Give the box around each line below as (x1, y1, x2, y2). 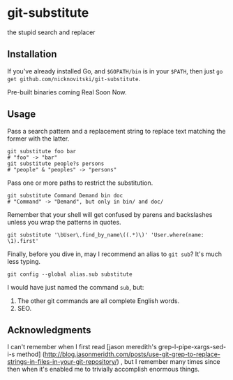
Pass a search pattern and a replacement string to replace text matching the (7, 127, 226, 135)
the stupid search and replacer (7, 28, 96, 36)
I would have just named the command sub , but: (7, 283, 144, 291)
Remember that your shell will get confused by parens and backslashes (7, 210, 213, 218)
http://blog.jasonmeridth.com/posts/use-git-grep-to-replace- (44, 350, 221, 358)
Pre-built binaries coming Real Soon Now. (7, 87, 127, 96)
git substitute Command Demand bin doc (7, 192, 123, 199)
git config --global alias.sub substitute (7, 271, 133, 278)
